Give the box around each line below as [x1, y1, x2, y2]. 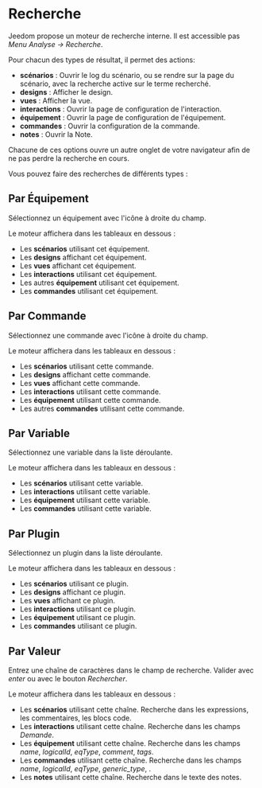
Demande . [19, 730, 54, 739]
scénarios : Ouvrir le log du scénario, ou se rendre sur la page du [19, 70, 234, 80]
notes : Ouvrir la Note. [19, 129, 93, 139]
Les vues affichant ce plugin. [19, 596, 116, 606]
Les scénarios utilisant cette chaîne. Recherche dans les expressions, [19, 705, 249, 714]
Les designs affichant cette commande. [19, 369, 151, 379]
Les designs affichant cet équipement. [19, 252, 147, 262]
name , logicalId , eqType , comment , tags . [19, 747, 154, 756]
